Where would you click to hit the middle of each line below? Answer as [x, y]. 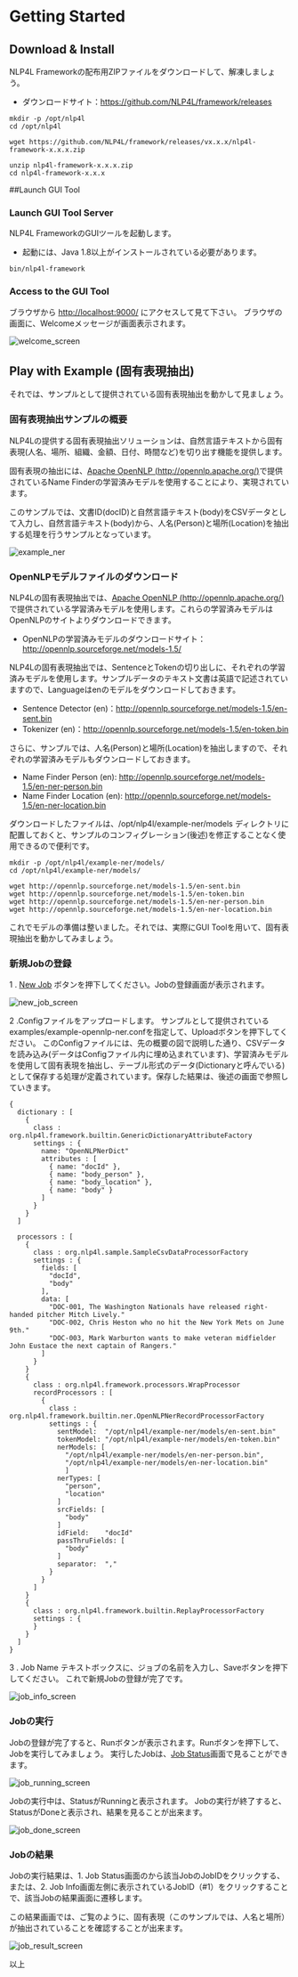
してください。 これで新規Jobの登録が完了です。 [99, 1679]
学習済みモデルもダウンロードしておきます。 [114, 759]
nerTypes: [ [79, 1479]
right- [256, 1307]
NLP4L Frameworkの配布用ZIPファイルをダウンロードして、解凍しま [135, 72]
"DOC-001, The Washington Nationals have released [145, 1307]
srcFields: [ [81, 1510]
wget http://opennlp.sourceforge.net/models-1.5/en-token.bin [127, 894]
